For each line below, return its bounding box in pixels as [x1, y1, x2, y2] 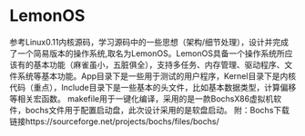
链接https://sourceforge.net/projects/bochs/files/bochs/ [9, 115, 220, 127]
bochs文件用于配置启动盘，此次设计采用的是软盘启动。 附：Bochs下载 [25, 104, 290, 115]
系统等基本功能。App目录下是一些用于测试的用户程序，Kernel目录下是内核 [16, 70, 297, 82]
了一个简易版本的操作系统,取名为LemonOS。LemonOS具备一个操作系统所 [9, 47, 285, 59]
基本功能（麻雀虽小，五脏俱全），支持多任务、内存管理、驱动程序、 [33, 59, 285, 70]
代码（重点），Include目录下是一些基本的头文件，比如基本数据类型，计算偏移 [9, 82, 297, 92]
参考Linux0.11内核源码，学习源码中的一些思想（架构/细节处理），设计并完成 [9, 36, 290, 47]
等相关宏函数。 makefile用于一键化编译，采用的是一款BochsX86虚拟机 [9, 92, 274, 104]
